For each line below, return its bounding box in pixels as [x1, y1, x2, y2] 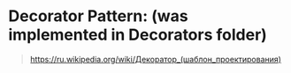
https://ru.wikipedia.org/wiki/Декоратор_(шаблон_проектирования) [29, 54, 282, 64]
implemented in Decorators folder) [8, 25, 267, 45]
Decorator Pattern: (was [8, 6, 188, 26]
